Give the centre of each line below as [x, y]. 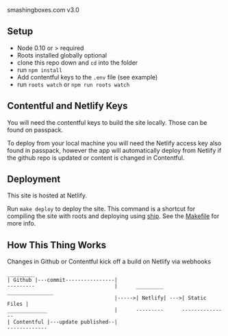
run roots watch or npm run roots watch [73, 84]
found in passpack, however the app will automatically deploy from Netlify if [114, 150]
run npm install [40, 70]
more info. [22, 224]
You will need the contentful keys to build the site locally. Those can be [107, 122]
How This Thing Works [57, 245]
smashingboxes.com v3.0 [43, 10]
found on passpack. [35, 130]
